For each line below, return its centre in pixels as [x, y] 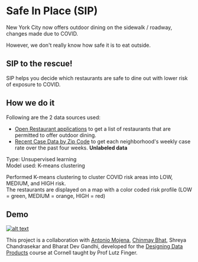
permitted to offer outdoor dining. [55, 135]
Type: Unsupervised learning [41, 159]
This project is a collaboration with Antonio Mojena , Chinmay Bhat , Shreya [96, 240]
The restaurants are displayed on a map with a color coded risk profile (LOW [99, 189]
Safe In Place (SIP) [52, 11]
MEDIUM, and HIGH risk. [36, 183]
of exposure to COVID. [33, 84]
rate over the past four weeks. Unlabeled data [71, 148]
